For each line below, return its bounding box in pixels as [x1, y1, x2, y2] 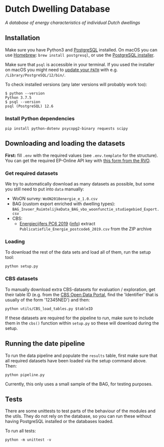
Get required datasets [5, 170, 58, 177]
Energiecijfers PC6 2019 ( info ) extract [19, 221, 95, 227]
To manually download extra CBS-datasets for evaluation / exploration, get [5, 286, 156, 292]
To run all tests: [5, 428, 36, 434]
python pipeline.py [5, 372, 45, 377]
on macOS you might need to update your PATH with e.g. [5, 67, 118, 72]
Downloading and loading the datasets [5, 140, 125, 148]
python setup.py [5, 264, 38, 269]
